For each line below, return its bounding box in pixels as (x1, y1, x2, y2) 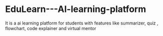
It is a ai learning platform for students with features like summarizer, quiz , (5, 20, 159, 26)
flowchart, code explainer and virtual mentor (5, 25, 96, 31)
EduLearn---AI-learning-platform (5, 3, 146, 15)
